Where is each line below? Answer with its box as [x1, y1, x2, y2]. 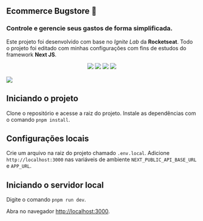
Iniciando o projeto [6, 93, 79, 104]
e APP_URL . [6, 162, 32, 170]
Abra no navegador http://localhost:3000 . [6, 208, 110, 215]
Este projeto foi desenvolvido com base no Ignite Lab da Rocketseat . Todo [6, 38, 193, 45]
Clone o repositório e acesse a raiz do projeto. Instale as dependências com [6, 110, 196, 117]
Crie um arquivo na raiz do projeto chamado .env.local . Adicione [6, 150, 170, 157]
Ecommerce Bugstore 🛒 [6, 6, 97, 16]
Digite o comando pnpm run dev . [6, 196, 86, 203]
